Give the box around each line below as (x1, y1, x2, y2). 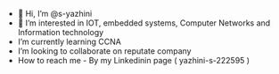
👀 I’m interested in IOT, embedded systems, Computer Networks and (17, 18, 271, 28)
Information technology (17, 27, 104, 37)
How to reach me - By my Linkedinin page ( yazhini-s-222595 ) (17, 55, 250, 65)
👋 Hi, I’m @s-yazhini (17, 9, 93, 18)
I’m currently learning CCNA (17, 36, 122, 47)
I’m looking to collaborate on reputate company (17, 46, 192, 56)
